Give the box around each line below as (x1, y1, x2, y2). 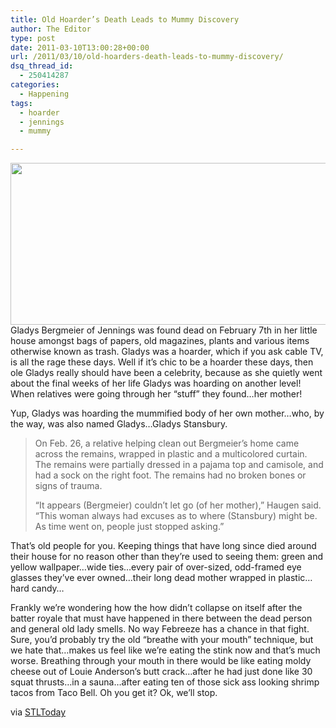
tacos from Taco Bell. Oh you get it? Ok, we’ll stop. (10, 687, 218, 699)
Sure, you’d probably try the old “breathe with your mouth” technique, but (10, 634, 314, 646)
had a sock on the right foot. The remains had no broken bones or (34, 469, 307, 481)
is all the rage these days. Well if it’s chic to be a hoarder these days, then (10, 356, 314, 368)
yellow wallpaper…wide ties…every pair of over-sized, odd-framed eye (10, 561, 302, 573)
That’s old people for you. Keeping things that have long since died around (10, 540, 317, 552)
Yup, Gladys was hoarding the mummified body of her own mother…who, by (10, 407, 325, 420)
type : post (10, 33, 56, 43)
